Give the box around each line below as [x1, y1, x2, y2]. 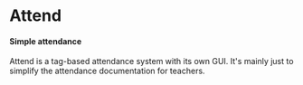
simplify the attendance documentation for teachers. [9, 65, 205, 77]
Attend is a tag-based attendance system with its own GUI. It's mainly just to [9, 56, 294, 67]
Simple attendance [9, 35, 82, 46]
